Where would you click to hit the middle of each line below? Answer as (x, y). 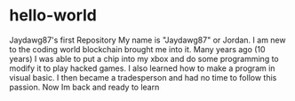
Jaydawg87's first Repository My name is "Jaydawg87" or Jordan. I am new (147, 40)
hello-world (53, 16)
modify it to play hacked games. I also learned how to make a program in (142, 68)
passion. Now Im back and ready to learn (84, 87)
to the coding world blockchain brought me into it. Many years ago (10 (137, 49)
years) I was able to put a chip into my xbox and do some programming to (144, 58)
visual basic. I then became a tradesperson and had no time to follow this (143, 77)
